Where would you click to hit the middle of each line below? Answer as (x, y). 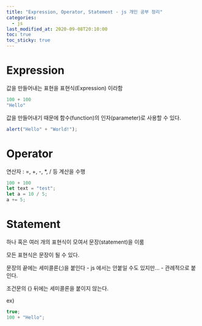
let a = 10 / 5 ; (27, 194)
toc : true (19, 35)
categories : (21, 18)
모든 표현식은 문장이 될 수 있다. (43, 255)
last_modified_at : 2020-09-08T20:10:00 (57, 29)
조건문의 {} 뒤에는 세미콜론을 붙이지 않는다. (57, 288)
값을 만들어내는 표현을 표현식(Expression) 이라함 (65, 88)
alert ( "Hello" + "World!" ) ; (42, 129)
